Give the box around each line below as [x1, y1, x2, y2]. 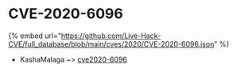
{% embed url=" [8, 31, 62, 40]
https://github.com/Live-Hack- [60, 31, 161, 40]
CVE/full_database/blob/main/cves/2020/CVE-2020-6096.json [8, 39, 215, 48]
